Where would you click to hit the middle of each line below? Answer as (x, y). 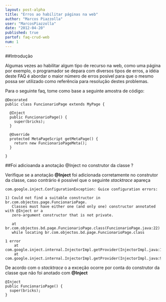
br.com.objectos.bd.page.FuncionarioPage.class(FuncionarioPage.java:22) (83, 228)
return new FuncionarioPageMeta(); (51, 143)
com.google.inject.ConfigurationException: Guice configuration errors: (82, 189)
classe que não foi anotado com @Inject (46, 273)
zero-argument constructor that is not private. (62, 215)
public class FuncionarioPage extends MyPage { (55, 104)
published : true (22, 33)
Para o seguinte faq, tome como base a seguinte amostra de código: (75, 91)
